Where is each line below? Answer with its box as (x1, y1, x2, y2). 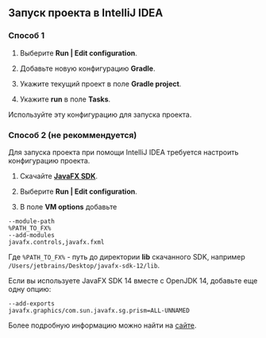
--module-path (8, 217, 56, 225)
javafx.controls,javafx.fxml (8, 238, 105, 246)
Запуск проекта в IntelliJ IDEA (8, 6, 164, 20)
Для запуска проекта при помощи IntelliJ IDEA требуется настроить (8, 147, 239, 157)
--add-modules (8, 231, 56, 239)
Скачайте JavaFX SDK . (19, 171, 98, 181)
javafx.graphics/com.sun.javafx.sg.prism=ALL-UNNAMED (8, 306, 191, 314)
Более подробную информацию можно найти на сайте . (8, 321, 197, 330)
